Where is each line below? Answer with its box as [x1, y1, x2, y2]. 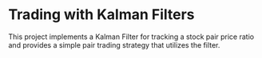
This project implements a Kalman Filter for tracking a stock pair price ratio [8, 32, 254, 41]
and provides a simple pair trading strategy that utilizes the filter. [8, 40, 220, 49]
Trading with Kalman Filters [8, 6, 195, 24]
